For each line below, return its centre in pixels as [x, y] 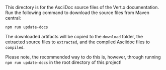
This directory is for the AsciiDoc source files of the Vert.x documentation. [82, 7]
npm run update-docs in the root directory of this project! [63, 62]
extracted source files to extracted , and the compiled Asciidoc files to [77, 42]
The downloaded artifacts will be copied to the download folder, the [74, 37]
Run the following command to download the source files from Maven [77, 13]
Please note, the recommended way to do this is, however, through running [83, 57]
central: [13, 18]
